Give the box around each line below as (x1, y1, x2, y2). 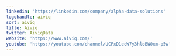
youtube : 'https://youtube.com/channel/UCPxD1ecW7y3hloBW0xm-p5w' (6, 41, 171, 47)
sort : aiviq (6, 19, 35, 25)
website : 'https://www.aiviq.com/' (6, 36, 93, 41)
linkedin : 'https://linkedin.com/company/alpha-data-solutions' (6, 8, 166, 15)
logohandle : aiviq (6, 14, 51, 20)
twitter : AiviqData (6, 30, 54, 36)
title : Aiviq (6, 24, 38, 31)
